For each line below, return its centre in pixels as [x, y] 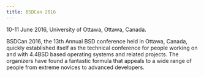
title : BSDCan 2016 [31, 12]
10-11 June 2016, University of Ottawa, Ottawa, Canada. [77, 29]
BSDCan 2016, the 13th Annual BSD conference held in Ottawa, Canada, [97, 41]
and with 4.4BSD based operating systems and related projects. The [93, 54]
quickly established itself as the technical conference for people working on [102, 48]
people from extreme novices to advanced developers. [76, 67]
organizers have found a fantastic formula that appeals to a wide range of [99, 61]
